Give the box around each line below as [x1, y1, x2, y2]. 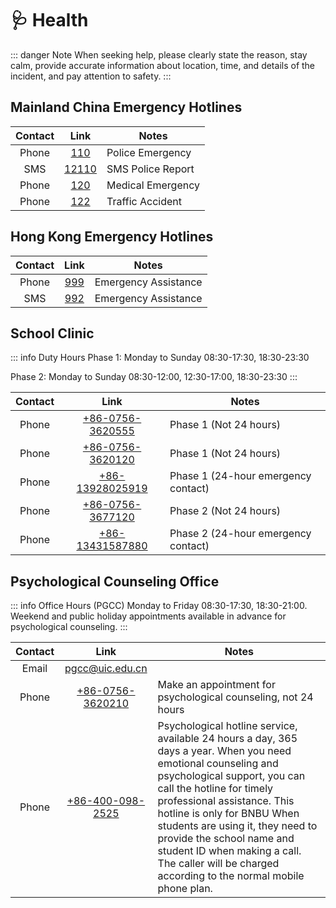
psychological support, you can [157, 769, 306, 783]
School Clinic [10, 325, 95, 342]
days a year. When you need [157, 744, 292, 758]
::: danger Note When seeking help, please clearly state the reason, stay [10, 48, 308, 61]
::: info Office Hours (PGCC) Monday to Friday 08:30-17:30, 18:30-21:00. [10, 600, 308, 612]
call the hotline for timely [157, 782, 274, 796]
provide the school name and [157, 832, 295, 846]
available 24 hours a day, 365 [157, 732, 298, 746]
